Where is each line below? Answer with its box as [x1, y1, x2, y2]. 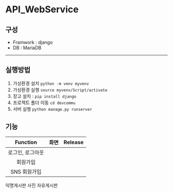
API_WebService [5, 4, 79, 15]
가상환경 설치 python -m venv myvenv [12, 80, 89, 86]
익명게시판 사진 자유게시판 [5, 182, 58, 188]
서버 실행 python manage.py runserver [12, 106, 93, 112]
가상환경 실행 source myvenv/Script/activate [12, 86, 108, 93]
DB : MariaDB [12, 45, 42, 51]
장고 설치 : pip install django [12, 93, 77, 99]
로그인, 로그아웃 [8, 149, 44, 156]
